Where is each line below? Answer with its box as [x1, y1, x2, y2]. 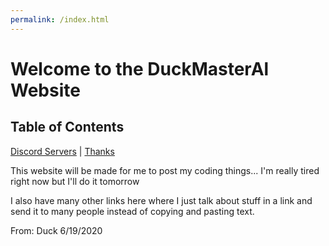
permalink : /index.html [10, 14, 110, 25]
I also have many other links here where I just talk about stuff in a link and [10, 194, 313, 206]
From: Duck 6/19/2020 [10, 224, 103, 236]
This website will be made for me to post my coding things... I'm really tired [10, 164, 320, 176]
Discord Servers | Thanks [10, 145, 115, 157]
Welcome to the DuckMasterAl [10, 57, 270, 80]
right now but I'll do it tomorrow [10, 175, 140, 187]
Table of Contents [10, 119, 125, 136]
